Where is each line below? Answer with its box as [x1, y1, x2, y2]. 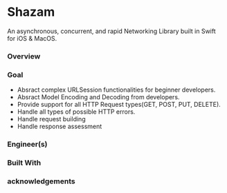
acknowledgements [7, 176, 75, 186]
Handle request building [17, 115, 86, 123]
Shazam [7, 4, 55, 20]
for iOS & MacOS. [7, 34, 57, 42]
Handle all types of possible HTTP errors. [17, 108, 136, 116]
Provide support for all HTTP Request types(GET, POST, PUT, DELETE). [17, 101, 221, 109]
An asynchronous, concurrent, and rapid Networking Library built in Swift [7, 27, 216, 35]
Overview [7, 51, 41, 61]
